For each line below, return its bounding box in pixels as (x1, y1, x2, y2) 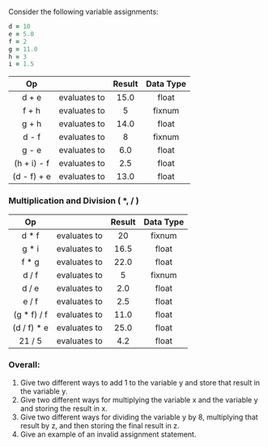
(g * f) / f (13, 309, 49, 320)
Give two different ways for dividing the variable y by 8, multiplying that (19, 412, 258, 422)
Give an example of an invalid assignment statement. (19, 429, 197, 439)
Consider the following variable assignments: (8, 7, 160, 16)
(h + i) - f (13, 158, 50, 169)
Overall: (8, 360, 40, 371)
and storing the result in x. (19, 403, 108, 413)
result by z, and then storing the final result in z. (19, 420, 180, 430)
